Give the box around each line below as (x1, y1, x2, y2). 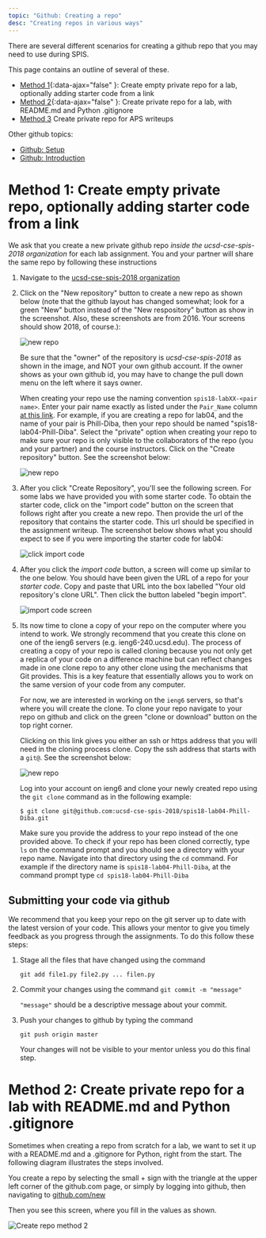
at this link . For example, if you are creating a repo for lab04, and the (19, 411, 244, 420)
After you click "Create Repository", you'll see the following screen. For (19, 484, 252, 493)
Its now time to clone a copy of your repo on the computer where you (19, 621, 247, 631)
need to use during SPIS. (8, 49, 89, 59)
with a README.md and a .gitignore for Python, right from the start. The (8, 1149, 242, 1159)
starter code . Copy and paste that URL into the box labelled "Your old (19, 581, 246, 592)
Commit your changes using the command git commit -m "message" (19, 985, 242, 994)
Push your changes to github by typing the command (19, 1016, 194, 1025)
